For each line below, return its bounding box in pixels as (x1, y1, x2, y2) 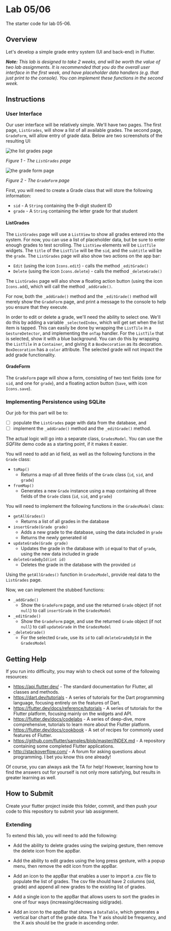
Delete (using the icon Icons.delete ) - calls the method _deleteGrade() (13, 268, 162, 274)
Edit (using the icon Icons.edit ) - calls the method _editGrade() (13, 262, 149, 268)
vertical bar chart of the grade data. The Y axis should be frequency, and (13, 914, 166, 920)
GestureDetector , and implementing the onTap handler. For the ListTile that (6, 330, 164, 336)
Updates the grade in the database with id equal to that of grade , (20, 545, 157, 552)
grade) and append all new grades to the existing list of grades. (13, 884, 147, 890)
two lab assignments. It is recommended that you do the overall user (6, 64, 150, 70)
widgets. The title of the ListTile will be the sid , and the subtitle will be (6, 247, 162, 253)
